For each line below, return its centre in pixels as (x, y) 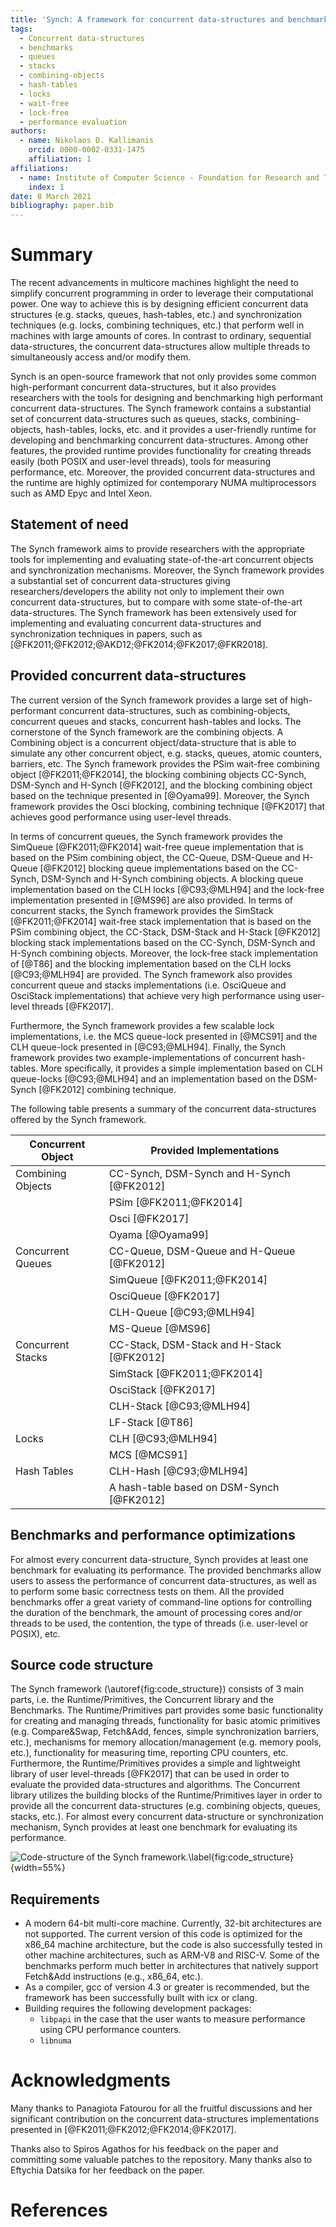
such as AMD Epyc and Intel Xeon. (81, 493)
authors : (28, 131)
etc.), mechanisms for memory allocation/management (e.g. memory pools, (166, 1742)
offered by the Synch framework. (78, 1119)
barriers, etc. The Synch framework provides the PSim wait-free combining (165, 763)
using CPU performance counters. (110, 2030)
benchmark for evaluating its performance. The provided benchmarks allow (166, 1570)
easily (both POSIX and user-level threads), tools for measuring (141, 462)
